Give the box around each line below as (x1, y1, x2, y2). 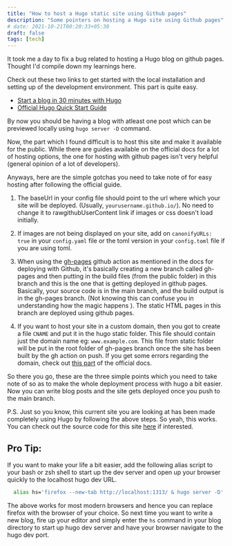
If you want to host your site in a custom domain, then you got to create (17, 322, 221, 330)
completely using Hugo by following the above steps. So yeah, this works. (7, 415, 217, 424)
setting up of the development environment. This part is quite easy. (7, 83, 198, 91)
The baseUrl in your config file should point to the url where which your (17, 194, 221, 203)
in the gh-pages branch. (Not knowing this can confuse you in (17, 294, 195, 303)
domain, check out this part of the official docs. (17, 359, 152, 367)
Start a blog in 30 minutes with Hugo (17, 96, 122, 104)
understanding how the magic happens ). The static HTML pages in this (17, 301, 222, 310)
